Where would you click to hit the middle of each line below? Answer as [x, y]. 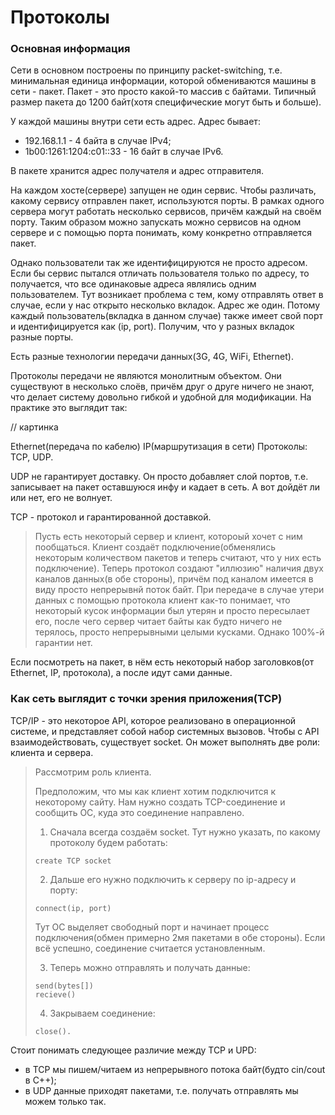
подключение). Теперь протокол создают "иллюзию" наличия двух [179, 568]
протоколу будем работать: [108, 842]
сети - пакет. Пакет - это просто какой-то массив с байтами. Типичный [163, 92]
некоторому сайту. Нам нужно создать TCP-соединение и [160, 802]
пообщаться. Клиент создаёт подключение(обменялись [155, 547]
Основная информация [70, 49]
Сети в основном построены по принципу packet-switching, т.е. [146, 70]
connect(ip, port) [73, 908]
